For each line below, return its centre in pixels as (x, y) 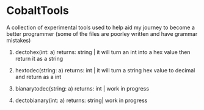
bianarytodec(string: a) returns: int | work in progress (82, 88)
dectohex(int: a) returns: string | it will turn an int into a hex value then (103, 52)
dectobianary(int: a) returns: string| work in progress (81, 100)
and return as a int (38, 77)
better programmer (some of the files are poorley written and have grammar (102, 33)
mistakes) (19, 40)
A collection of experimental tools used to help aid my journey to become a (101, 27)
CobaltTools (38, 11)
